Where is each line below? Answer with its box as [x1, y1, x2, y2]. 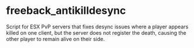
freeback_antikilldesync [6, 4, 126, 17]
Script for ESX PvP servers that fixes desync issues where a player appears [6, 23, 189, 30]
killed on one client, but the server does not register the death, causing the [6, 29, 186, 36]
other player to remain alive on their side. [6, 35, 105, 42]
